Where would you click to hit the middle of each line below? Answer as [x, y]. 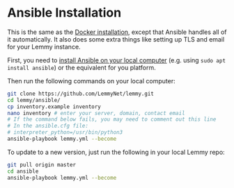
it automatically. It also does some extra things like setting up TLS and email [116, 39]
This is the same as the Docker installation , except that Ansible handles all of [117, 32]
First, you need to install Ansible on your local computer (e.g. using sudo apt [117, 60]
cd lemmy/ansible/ [34, 100]
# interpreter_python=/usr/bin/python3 [65, 133]
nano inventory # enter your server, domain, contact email [96, 113]
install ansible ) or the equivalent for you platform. [81, 67]
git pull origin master [42, 164]
